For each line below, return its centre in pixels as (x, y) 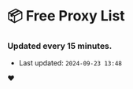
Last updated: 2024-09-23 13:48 (70, 63)
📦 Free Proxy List (66, 16)
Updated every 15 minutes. (60, 46)
